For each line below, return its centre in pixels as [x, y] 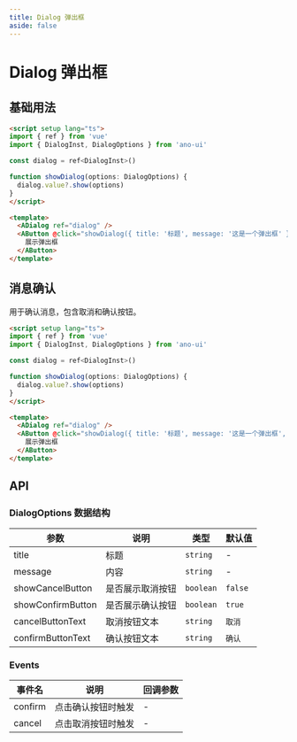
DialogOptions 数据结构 [60, 513]
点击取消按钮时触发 [95, 723]
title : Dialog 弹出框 [47, 17]
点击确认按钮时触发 [95, 707]
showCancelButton [53, 588]
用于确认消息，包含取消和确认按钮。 [75, 312]
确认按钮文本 [132, 638]
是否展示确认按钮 [141, 605]
